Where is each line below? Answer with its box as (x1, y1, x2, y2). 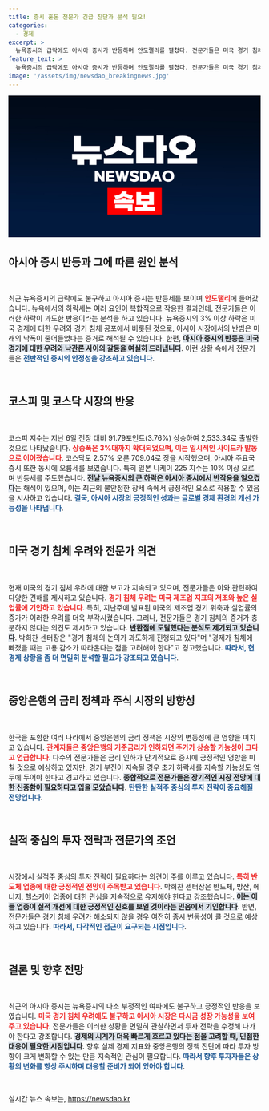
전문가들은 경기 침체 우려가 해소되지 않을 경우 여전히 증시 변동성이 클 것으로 (8, 912, 243, 921)
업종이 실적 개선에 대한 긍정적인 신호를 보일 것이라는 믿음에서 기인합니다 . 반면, (16, 902, 257, 912)
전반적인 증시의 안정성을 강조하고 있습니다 (22, 353, 153, 364)
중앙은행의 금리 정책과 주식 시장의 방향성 (8, 694, 195, 708)
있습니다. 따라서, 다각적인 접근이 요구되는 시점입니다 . (22, 922, 187, 932)
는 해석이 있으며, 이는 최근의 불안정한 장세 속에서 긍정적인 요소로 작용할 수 (14, 483, 246, 493)
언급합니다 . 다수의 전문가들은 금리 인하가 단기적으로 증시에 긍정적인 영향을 (16, 752, 247, 762)
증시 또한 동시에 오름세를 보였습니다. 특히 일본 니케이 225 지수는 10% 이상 (8, 463, 240, 473)
